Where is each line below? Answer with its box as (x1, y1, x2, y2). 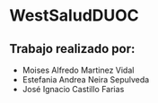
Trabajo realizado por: (9, 41, 136, 56)
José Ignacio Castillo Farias (22, 84, 125, 94)
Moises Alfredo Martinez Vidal (22, 64, 135, 75)
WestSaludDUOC (9, 5, 139, 26)
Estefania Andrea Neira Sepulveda (22, 74, 150, 85)
